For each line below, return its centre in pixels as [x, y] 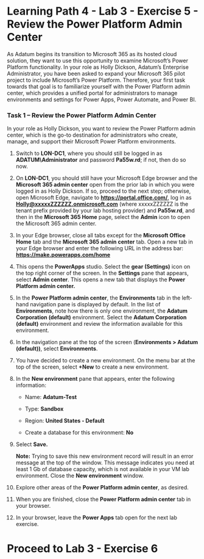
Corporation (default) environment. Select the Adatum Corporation [101, 317]
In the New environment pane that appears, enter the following [95, 379]
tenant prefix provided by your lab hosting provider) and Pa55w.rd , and [105, 211]
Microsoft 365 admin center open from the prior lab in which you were [105, 185]
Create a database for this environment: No [79, 433]
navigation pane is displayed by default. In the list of [95, 305]
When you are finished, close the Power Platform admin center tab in [103, 499]
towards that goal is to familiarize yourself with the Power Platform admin [99, 86]
